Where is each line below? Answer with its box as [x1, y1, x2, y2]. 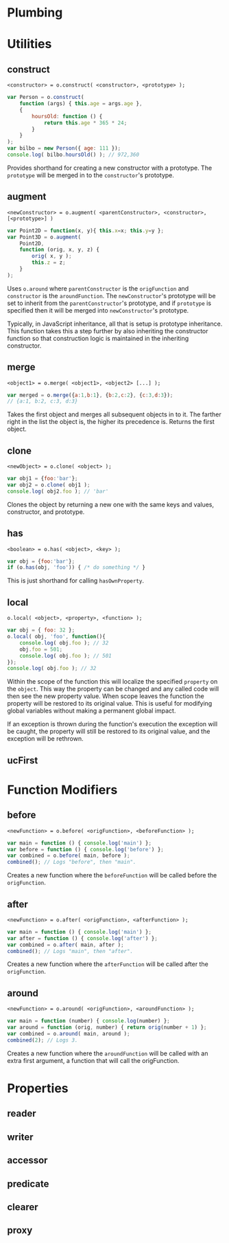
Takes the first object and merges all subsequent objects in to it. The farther [7, 410, 221, 418]
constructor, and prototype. [7, 507, 85, 516]
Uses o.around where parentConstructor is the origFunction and [7, 284, 189, 293]
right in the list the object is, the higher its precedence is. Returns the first [7, 418, 215, 426]
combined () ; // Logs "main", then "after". [7, 948, 134, 954]
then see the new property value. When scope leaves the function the [7, 692, 204, 700]
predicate [7, 1178, 49, 1189]
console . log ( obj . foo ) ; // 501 [19, 652, 112, 659]
